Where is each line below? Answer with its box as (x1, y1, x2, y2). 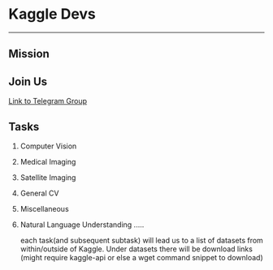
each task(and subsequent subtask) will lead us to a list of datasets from (19, 235, 264, 245)
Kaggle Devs (8, 5, 96, 24)
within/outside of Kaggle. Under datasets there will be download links (19, 244, 253, 254)
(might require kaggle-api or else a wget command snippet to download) (19, 252, 264, 262)
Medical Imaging (19, 156, 76, 166)
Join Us (8, 75, 48, 88)
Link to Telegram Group (8, 96, 88, 106)
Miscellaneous (19, 204, 69, 213)
